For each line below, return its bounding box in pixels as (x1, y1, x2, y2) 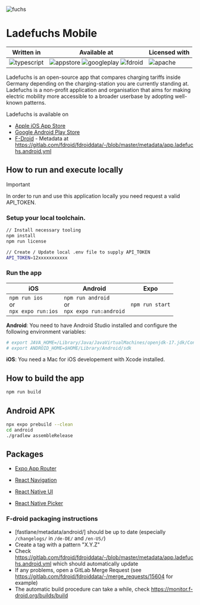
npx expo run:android (63, 308, 125, 314)
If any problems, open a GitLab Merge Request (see (14, 566, 142, 573)
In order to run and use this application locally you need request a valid (6, 192, 180, 200)
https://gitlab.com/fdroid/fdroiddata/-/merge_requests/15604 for (14, 573, 173, 580)
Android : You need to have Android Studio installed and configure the (6, 322, 177, 329)
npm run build (6, 389, 42, 395)
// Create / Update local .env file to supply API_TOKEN (6, 249, 151, 255)
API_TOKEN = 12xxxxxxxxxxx (6, 255, 68, 261)
